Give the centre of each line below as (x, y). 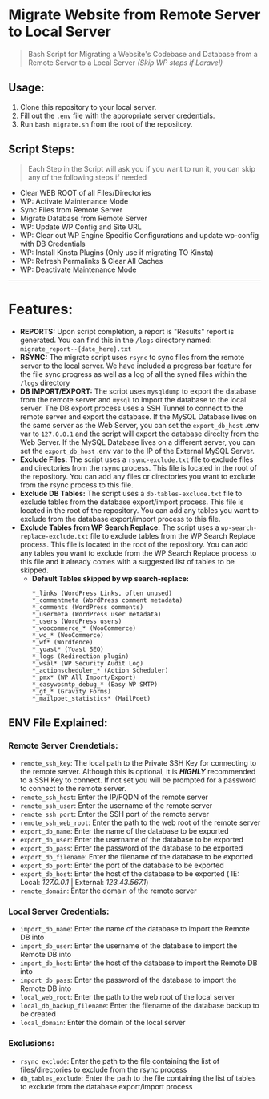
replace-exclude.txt (54, 536)
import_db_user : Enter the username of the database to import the (128, 946)
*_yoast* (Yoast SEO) (68, 649)
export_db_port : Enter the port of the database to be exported (122, 865)
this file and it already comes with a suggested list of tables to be (127, 561)
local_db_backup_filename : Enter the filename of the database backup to (140, 1006)
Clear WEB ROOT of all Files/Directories (85, 192)
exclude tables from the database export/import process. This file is (132, 502)
